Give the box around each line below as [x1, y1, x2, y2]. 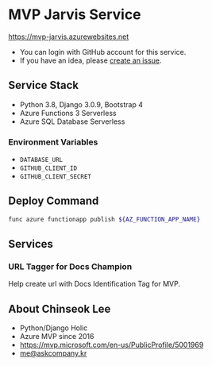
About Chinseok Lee [8, 302, 111, 315]
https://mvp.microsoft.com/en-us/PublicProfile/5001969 [19, 340, 204, 350]
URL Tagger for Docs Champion [8, 261, 133, 272]
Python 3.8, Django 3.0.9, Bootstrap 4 [19, 99, 143, 109]
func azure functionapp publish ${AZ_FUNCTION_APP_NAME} [8, 215, 201, 223]
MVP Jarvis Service [8, 6, 141, 24]
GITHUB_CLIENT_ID [19, 164, 78, 172]
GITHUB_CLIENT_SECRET [19, 173, 91, 181]
